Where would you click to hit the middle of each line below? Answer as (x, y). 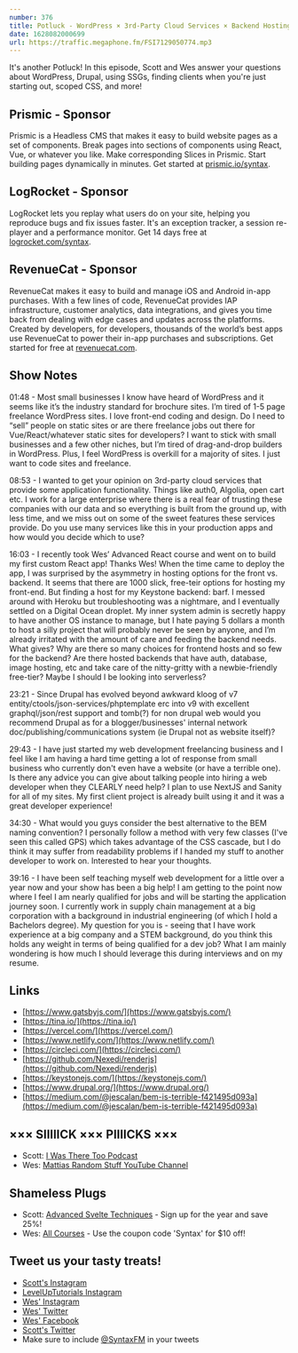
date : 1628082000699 (47, 34)
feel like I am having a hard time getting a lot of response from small (133, 758)
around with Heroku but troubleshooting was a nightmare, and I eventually (145, 601)
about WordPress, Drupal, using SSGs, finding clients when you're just (137, 77)
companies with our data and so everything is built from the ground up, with (148, 508)
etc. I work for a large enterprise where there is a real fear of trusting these (146, 499)
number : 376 (31, 17)
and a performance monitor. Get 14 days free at (121, 232)
